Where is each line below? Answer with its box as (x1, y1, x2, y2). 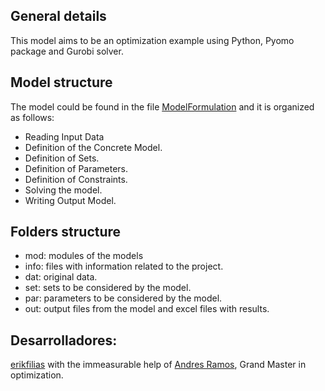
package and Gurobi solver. (10, 45, 124, 57)
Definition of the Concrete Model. (24, 141, 163, 153)
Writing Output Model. (24, 194, 117, 206)
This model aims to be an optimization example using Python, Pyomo (10, 34, 295, 46)
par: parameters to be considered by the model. (24, 292, 223, 304)
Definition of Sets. (24, 152, 100, 164)
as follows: (10, 111, 55, 123)
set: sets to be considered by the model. (24, 282, 192, 294)
